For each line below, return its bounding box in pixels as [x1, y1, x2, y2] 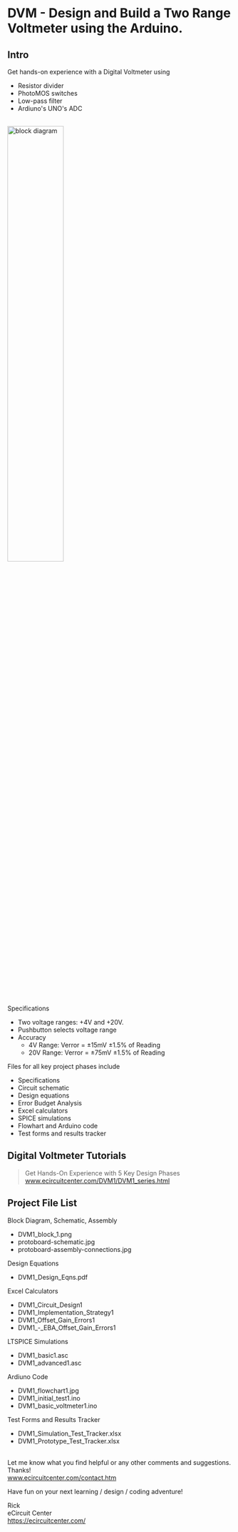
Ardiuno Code [7, 1372, 48, 1381]
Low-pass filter [17, 96, 63, 105]
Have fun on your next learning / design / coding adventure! [7, 1487, 183, 1496]
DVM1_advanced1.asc [17, 1358, 82, 1367]
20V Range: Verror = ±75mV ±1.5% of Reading [28, 1048, 165, 1057]
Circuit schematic [17, 1084, 70, 1092]
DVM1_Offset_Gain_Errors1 [17, 1315, 95, 1324]
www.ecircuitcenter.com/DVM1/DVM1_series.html [24, 1176, 170, 1185]
